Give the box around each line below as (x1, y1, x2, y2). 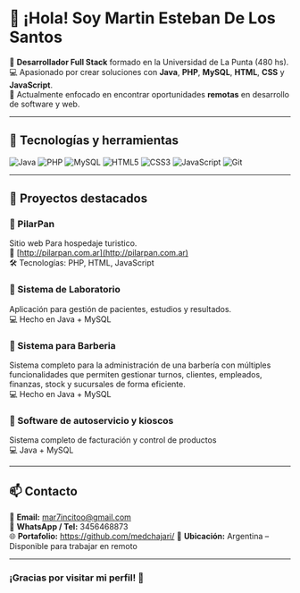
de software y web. (9, 98, 80, 109)
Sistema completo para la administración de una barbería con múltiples (9, 360, 271, 370)
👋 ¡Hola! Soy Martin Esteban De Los (9, 8, 276, 29)
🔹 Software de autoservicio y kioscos (9, 414, 174, 427)
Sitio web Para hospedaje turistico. (9, 238, 137, 249)
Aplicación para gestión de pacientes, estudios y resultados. (9, 303, 232, 314)
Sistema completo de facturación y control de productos (9, 435, 217, 445)
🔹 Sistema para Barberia (9, 339, 116, 352)
